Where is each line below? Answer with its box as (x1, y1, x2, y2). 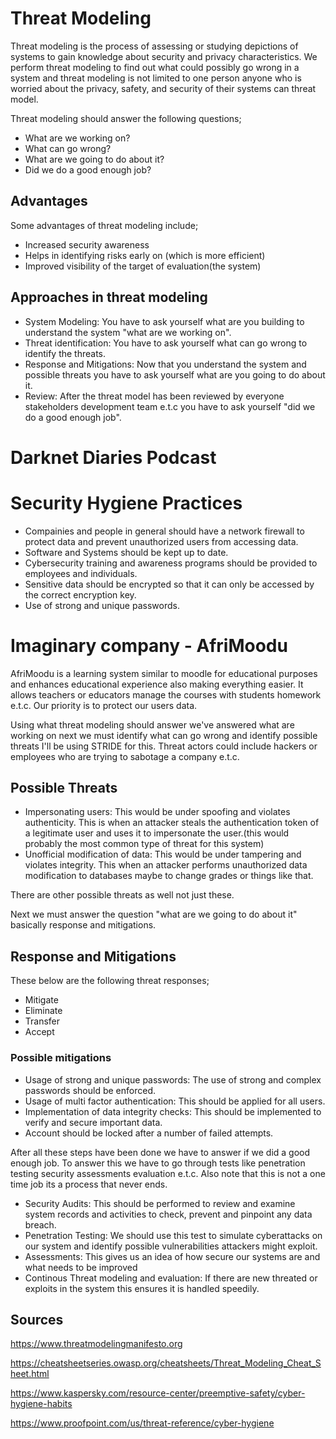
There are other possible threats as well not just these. (10, 889, 235, 901)
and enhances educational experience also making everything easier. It (10, 678, 304, 690)
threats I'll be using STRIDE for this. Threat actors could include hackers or (10, 740, 318, 752)
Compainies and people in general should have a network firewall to (24, 525, 305, 537)
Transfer (24, 1015, 61, 1027)
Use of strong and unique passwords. (24, 599, 180, 611)
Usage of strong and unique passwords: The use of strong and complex (24, 1073, 322, 1086)
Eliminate (24, 1005, 63, 1017)
